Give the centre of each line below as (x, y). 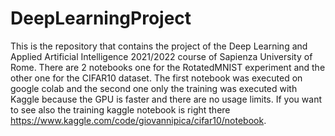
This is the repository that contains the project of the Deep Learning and (159, 46)
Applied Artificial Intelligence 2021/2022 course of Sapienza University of (161, 56)
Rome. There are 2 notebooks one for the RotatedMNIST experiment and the (168, 67)
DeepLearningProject (101, 18)
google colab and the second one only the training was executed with (154, 88)
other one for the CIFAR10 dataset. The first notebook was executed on (156, 78)
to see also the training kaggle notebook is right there (120, 109)
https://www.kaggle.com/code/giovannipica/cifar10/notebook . (138, 120)
